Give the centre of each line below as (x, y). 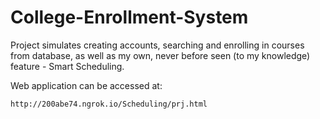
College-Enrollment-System (129, 17)
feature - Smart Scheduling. (67, 66)
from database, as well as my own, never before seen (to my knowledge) (160, 55)
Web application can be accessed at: (86, 85)
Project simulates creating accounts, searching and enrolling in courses (157, 45)
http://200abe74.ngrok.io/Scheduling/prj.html (109, 104)
